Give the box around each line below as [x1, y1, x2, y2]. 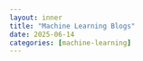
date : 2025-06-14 [9, 30, 75, 39]
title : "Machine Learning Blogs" [9, 22, 136, 30]
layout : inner [9, 13, 63, 22]
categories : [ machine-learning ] [9, 38, 131, 48]
